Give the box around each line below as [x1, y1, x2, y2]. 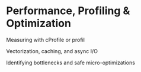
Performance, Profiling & [6, 4, 130, 18]
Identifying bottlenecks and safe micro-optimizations [6, 59, 135, 66]
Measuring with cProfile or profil [6, 36, 85, 43]
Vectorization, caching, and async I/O [6, 47, 98, 54]
